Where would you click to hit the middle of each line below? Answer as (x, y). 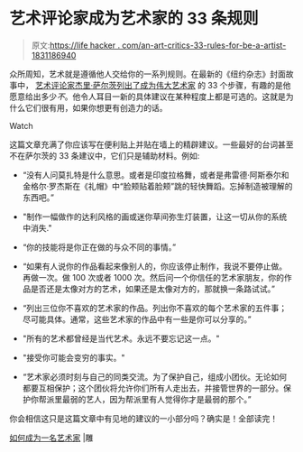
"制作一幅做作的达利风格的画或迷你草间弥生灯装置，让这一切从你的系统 (155, 217)
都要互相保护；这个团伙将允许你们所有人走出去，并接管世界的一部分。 (153, 388)
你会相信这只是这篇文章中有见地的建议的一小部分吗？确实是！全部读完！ (143, 418)
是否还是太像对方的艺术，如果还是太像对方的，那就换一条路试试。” (152, 289)
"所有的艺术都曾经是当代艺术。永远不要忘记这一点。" (121, 338)
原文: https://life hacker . (75, 45)
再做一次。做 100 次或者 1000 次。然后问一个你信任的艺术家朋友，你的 (153, 277)
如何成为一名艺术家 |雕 (51, 438)
